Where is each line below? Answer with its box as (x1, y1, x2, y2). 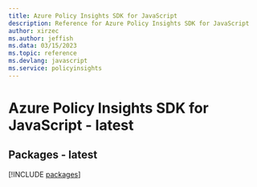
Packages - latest (8, 148, 98, 162)
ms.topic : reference (8, 49, 78, 57)
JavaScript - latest (8, 116, 134, 134)
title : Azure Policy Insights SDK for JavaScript (8, 11, 178, 20)
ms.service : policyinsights (8, 64, 103, 73)
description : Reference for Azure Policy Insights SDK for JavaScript (8, 19, 250, 27)
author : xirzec (8, 27, 59, 35)
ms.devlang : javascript (8, 57, 88, 65)
